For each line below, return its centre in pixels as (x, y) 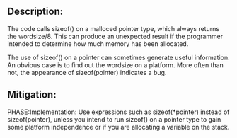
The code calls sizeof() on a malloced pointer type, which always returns (114, 28)
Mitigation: (32, 95)
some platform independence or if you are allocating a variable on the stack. (118, 127)
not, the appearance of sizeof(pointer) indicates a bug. (87, 72)
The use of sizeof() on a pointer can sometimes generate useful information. (118, 57)
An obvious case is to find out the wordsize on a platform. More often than (116, 65)
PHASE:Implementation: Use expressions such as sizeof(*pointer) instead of (118, 112)
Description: (35, 12)
